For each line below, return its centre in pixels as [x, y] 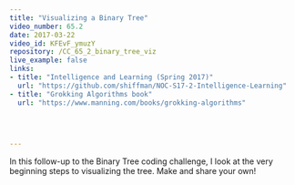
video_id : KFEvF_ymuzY [52, 43]
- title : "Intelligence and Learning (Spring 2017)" [112, 77]
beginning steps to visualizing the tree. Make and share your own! [133, 171]
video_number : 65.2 [46, 26]
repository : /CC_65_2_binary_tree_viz [83, 52]
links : [22, 69]
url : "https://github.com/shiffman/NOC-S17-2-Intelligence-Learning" [152, 86]
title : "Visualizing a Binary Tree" [79, 18]
